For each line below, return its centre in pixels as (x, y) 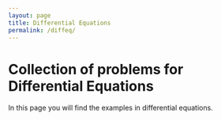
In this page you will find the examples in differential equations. (110, 108)
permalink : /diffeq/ (42, 30)
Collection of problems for (96, 69)
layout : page (30, 15)
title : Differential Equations (60, 23)
